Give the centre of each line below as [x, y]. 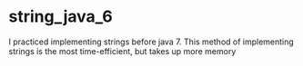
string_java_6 [61, 17]
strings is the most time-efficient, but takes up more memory [122, 51]
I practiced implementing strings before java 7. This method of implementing [151, 42]
